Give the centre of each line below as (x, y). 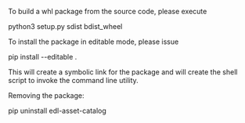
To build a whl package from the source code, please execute (108, 11)
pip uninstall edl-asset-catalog (58, 110)
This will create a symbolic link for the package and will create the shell (123, 72)
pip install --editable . (43, 57)
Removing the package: (46, 96)
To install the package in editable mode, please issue (94, 42)
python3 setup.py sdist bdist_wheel (65, 26)
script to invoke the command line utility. (73, 80)
